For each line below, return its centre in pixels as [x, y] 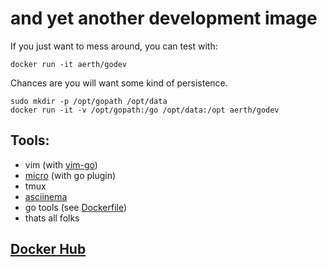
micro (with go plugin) [70, 175]
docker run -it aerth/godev [69, 64]
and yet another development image [164, 18]
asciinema [46, 196]
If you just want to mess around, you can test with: [114, 46]
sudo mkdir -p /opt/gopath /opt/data [89, 101]
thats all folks [52, 218]
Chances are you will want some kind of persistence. [119, 83]
